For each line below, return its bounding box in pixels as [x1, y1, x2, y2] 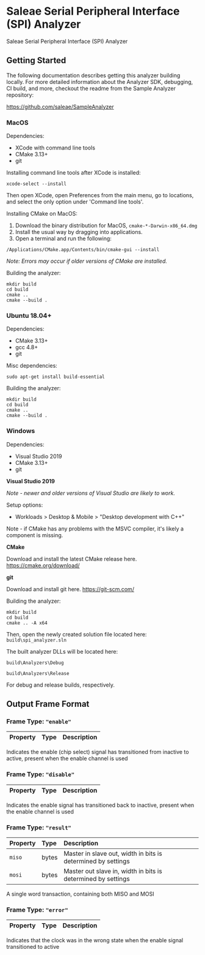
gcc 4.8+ [15, 344, 38, 351]
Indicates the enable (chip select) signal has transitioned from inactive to [6, 749, 189, 756]
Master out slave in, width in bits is [63, 867, 163, 875]
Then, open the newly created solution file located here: [6, 630, 147, 638]
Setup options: [6, 501, 43, 508]
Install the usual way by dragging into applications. [15, 228, 143, 236]
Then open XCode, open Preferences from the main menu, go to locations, [6, 192, 194, 199]
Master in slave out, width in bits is [63, 849, 163, 858]
